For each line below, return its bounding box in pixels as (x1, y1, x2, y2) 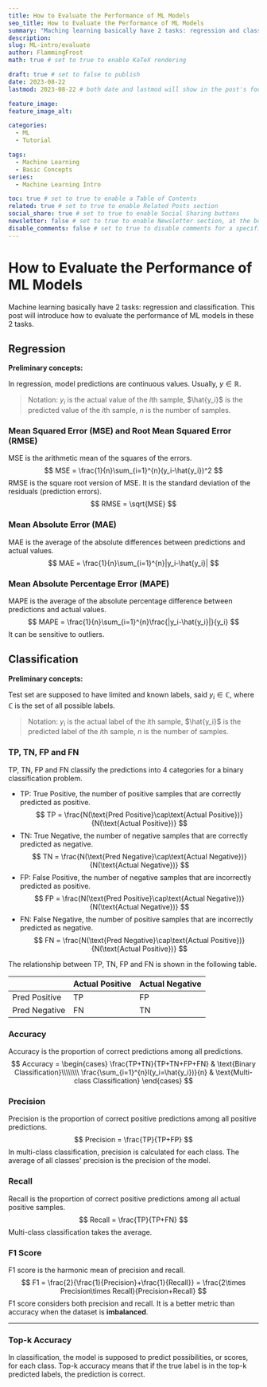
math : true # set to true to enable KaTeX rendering (8, 57, 187, 65)
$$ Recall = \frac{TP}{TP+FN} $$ (79, 1215, 188, 1224)
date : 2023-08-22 (8, 77, 66, 86)
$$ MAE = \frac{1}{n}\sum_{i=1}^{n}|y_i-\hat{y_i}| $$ (47, 558, 220, 568)
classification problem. (8, 773, 83, 783)
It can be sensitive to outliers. (8, 630, 105, 639)
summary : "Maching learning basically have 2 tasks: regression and (8, 26, 240, 34)
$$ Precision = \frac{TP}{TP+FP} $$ (74, 1135, 193, 1145)
